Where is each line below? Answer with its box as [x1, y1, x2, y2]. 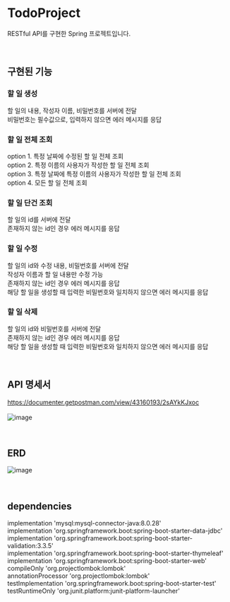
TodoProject [7, 5, 81, 21]
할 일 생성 [7, 89, 37, 98]
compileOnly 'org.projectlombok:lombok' [7, 564, 126, 573]
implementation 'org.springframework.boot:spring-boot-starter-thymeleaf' [7, 549, 224, 557]
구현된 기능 [7, 66, 53, 78]
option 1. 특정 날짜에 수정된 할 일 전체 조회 [7, 152, 124, 160]
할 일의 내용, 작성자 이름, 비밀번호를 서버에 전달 [7, 106, 138, 115]
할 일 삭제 [7, 307, 37, 317]
